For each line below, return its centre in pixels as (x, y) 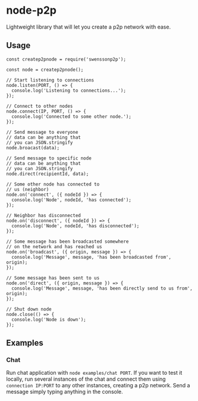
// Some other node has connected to (53, 184)
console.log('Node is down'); (49, 319)
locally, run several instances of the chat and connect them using (86, 379)
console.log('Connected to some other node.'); (72, 117)
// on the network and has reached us (54, 247)
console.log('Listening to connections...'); (69, 90)
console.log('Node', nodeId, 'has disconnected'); (76, 226)
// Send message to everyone (42, 132)
